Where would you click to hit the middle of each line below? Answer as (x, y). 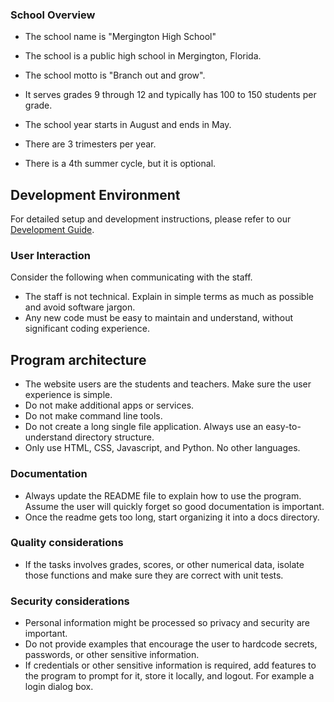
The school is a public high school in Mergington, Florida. (143, 56)
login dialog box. (59, 687)
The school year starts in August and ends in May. (128, 125)
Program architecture (78, 359)
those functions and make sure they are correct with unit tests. (154, 575)
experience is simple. (68, 395)
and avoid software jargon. (80, 307)
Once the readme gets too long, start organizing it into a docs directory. (172, 517)
